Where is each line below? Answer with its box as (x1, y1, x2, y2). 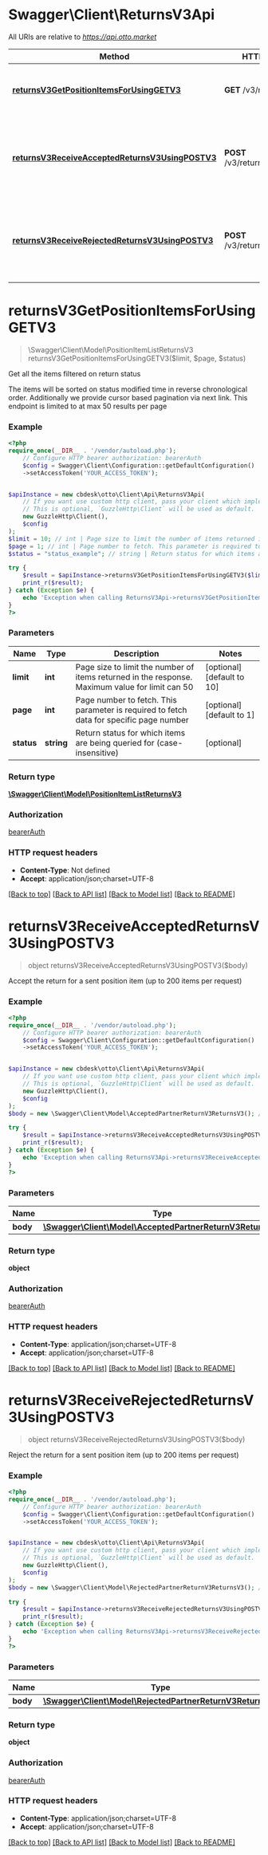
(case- (156, 737, 183, 748)
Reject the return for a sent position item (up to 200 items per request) (8, 1450, 239, 1459)
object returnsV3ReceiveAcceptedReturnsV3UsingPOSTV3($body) (27, 960, 249, 970)
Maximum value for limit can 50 (75, 681, 194, 692)
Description (113, 648, 160, 659)
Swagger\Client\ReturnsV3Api (8, 6, 215, 24)
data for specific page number (75, 714, 189, 725)
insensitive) (75, 747, 120, 758)
